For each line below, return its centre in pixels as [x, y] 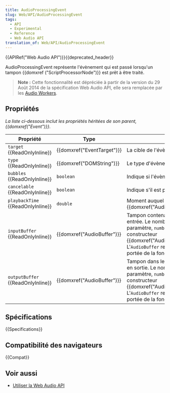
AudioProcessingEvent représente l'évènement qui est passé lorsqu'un [79, 67]
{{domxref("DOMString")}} [88, 163]
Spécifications [29, 317]
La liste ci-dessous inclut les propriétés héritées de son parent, [71, 121]
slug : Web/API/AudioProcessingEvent [44, 15]
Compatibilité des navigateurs [54, 345]
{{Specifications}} [24, 329]
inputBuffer [22, 231]
